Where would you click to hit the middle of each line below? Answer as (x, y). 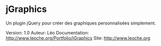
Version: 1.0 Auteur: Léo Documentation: (47, 32)
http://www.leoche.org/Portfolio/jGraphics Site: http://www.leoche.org (78, 38)
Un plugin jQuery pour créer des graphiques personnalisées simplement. (81, 23)
